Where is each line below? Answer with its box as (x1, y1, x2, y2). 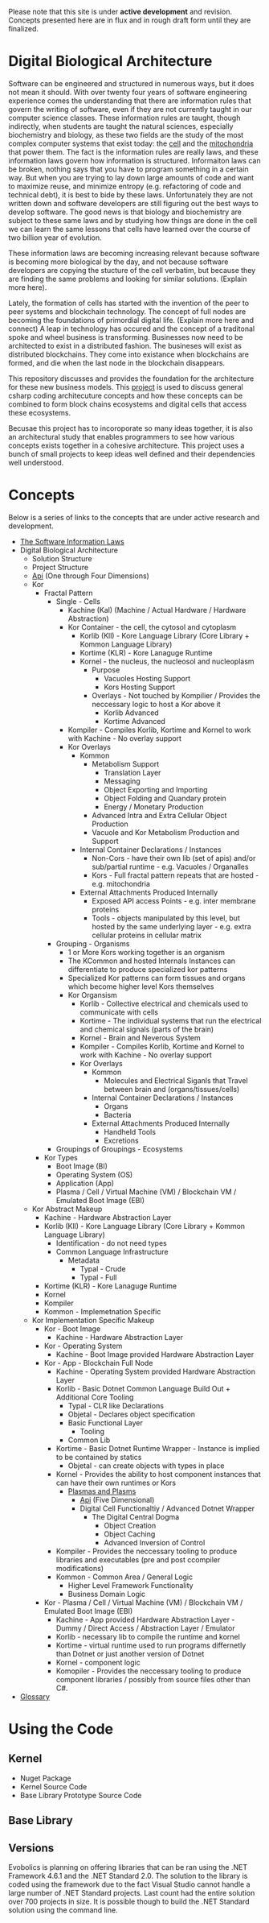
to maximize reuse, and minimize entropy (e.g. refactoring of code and (8, 181, 242, 191)
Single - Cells (55, 596, 100, 606)
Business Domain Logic (67, 1589, 146, 1598)
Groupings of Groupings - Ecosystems (55, 1143, 183, 1154)
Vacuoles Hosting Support (104, 673, 191, 683)
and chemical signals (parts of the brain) (79, 1024, 214, 1034)
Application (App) (55, 1178, 115, 1188)
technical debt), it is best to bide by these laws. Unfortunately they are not (8, 189, 254, 200)
